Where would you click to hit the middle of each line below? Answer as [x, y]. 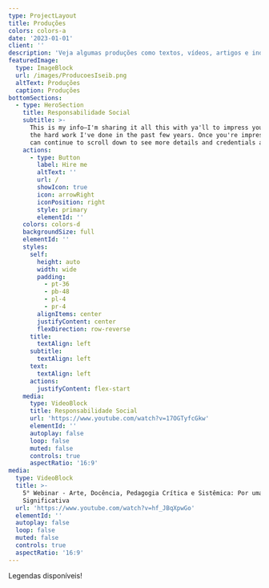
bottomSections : [35, 98]
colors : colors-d [52, 225]
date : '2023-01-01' [41, 38]
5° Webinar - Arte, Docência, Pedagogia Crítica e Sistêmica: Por [136, 493]
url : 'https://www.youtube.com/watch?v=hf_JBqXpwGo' [105, 508]
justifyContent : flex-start [84, 389]
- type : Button [55, 157]
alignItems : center [70, 314]
